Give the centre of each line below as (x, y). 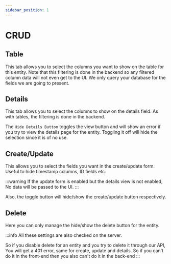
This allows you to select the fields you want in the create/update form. (80, 166)
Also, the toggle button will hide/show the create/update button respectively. (86, 197)
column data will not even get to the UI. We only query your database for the (86, 77)
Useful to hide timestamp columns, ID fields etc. (56, 172)
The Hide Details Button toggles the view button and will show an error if (83, 127)
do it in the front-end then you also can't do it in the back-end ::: (73, 256)
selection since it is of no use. (36, 138)
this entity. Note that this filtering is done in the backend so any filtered (80, 72)
